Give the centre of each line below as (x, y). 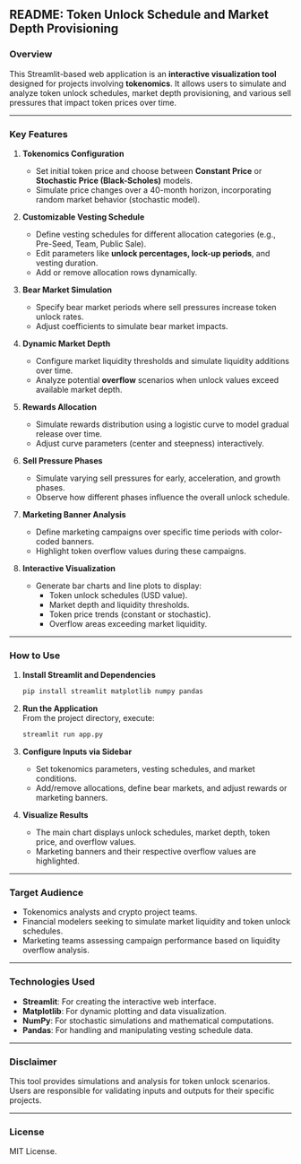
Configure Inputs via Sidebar (77, 751)
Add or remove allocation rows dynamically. (116, 272)
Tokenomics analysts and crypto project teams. (110, 912)
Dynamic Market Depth (66, 343)
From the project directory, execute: (88, 718)
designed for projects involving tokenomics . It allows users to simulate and (148, 83)
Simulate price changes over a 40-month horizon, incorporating (153, 190)
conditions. (56, 778)
